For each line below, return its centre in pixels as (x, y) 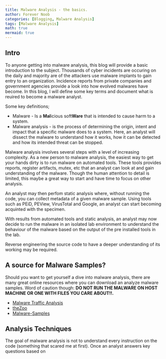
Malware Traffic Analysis (38, 303)
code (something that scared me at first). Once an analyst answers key (78, 346)
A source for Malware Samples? (55, 265)
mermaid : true (20, 33)
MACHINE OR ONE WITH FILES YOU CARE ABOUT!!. (59, 293)
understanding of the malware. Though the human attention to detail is (78, 173)
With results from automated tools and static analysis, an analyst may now (81, 219)
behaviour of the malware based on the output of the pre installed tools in (80, 229)
